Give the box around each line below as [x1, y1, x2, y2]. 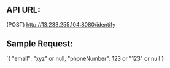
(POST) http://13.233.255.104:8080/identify [6, 21, 116, 28]
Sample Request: [6, 39, 73, 49]
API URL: [6, 5, 41, 15]
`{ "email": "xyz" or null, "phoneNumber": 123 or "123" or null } [6, 55, 164, 62]
